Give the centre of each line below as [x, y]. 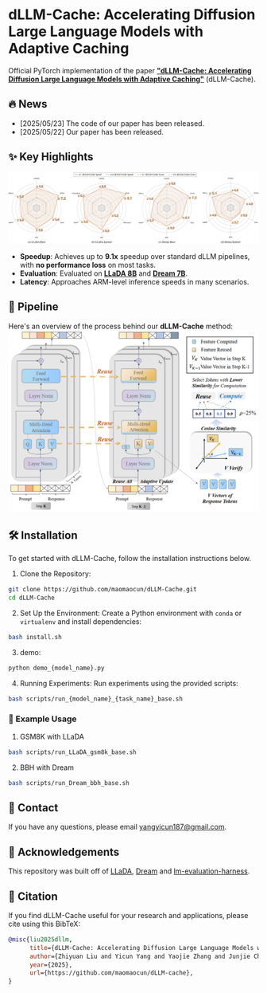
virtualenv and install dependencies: [80, 621]
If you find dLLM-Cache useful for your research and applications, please [128, 915]
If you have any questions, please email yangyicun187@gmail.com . [118, 827]
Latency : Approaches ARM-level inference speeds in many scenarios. [134, 281]
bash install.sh [35, 637]
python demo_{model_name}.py [56, 668]
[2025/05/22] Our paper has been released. [92, 131]
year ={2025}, [51, 965]
